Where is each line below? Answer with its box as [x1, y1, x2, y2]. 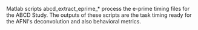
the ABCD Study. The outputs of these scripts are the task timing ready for [6, 11, 192, 19]
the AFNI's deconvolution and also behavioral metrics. [6, 18, 141, 25]
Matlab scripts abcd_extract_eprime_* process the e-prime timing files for [6, 5, 190, 12]
